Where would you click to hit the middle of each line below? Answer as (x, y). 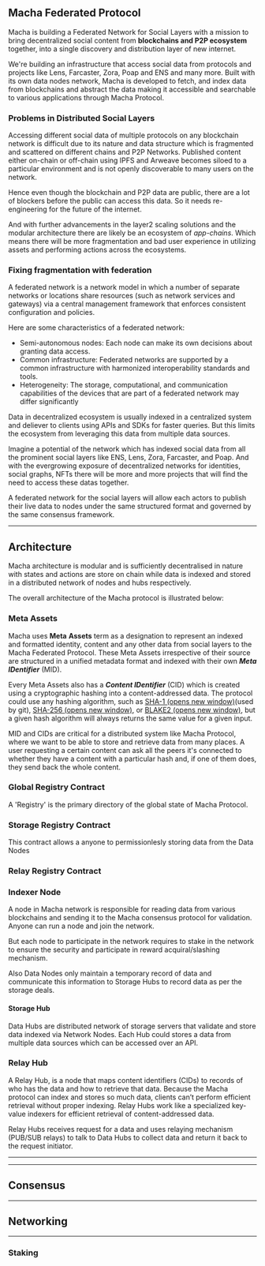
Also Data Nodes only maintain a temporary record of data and (110, 973)
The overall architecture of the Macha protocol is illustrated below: (116, 598)
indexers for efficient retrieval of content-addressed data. (121, 1114)
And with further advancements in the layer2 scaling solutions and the (122, 225)
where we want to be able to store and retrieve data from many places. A (127, 742)
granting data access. (55, 351)
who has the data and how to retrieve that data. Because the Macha (118, 1088)
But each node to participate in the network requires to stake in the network (131, 942)
